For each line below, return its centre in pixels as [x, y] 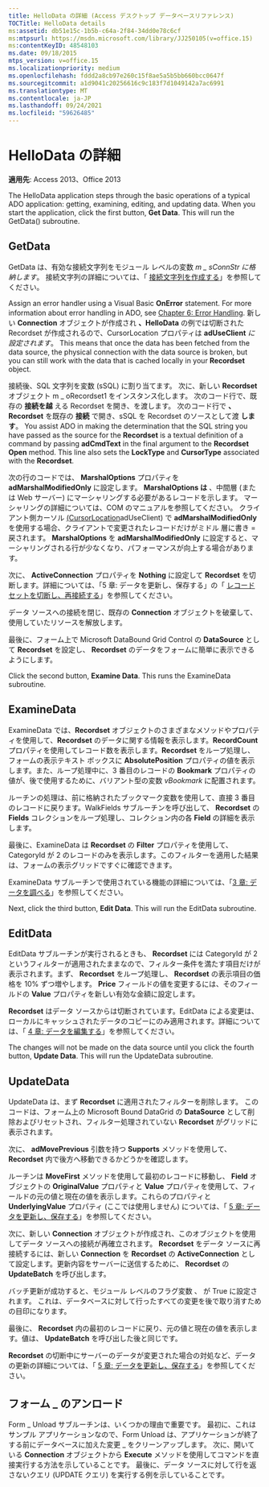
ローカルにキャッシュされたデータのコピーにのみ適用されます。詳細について [134, 1021]
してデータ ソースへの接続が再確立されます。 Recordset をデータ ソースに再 [134, 1244]
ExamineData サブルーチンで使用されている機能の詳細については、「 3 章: [128, 882]
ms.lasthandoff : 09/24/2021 [55, 106]
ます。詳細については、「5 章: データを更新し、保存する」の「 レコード [139, 585]
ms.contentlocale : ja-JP [50, 98]
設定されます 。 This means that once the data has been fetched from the [129, 342]
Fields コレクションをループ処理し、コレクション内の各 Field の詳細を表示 [132, 818]
